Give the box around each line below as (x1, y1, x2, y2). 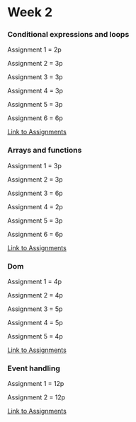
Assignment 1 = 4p (7, 277, 62, 286)
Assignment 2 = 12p (7, 393, 66, 402)
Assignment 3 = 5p (7, 305, 63, 313)
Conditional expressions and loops (7, 30, 130, 40)
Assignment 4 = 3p (7, 86, 64, 95)
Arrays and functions (7, 146, 82, 156)
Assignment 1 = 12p (7, 380, 64, 388)
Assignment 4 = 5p (7, 319, 63, 327)
